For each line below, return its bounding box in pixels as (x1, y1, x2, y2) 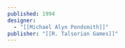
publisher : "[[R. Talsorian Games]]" (7, 30, 119, 37)
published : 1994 (7, 10, 55, 18)
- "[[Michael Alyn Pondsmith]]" (13, 23, 109, 30)
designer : (7, 17, 37, 24)
